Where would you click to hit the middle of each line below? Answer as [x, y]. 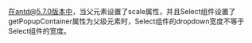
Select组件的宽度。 [40, 31]
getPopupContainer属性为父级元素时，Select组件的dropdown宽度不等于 [126, 21]
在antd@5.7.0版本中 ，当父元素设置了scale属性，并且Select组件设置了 [122, 11]
